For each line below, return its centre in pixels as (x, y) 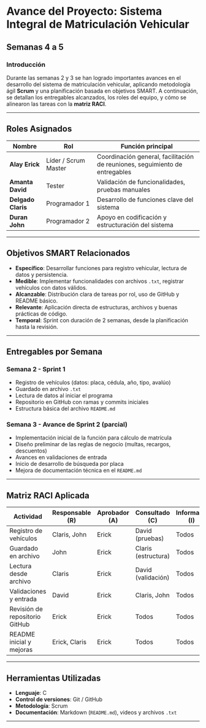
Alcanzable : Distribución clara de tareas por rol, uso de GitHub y (97, 294)
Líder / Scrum (66, 160)
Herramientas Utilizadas (54, 678)
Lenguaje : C (31, 693)
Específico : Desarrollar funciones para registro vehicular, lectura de (101, 268)
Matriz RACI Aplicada (48, 495)
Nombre (25, 146)
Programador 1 (68, 203)
